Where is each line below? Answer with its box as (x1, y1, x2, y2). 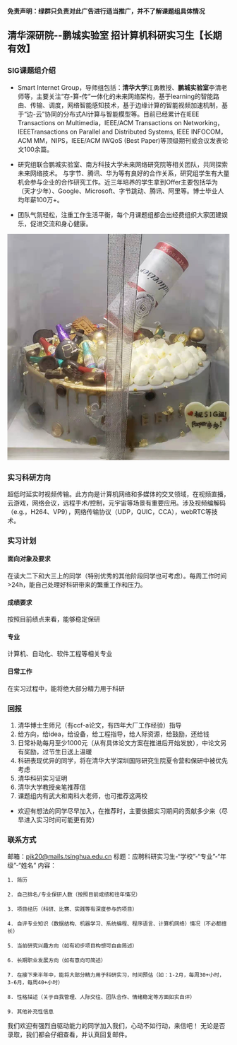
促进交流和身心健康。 (30, 219, 92, 228)
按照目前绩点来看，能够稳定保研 (7, 615, 100, 624)
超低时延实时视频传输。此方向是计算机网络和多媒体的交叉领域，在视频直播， (7, 489, 230, 498)
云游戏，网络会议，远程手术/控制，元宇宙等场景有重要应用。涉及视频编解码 (7, 498, 226, 507)
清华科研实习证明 (17, 773, 68, 782)
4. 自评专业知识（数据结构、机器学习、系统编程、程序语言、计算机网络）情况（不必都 (7, 921, 222, 928)
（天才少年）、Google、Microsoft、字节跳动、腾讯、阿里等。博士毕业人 (17, 187, 224, 195)
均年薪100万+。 (17, 195, 63, 204)
